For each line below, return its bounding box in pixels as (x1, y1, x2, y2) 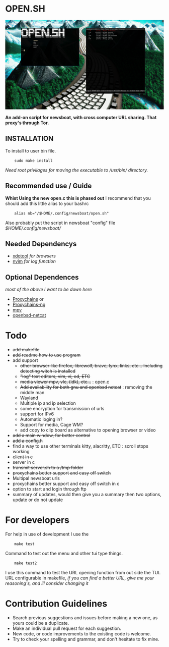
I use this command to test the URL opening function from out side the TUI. (5, 570, 161, 576)
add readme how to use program (12, 352, 81, 358)
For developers (5, 514, 69, 526)
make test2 (14, 561, 37, 566)
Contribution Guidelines (5, 598, 108, 610)
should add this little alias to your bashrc (5, 200, 89, 206)
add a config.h (12, 438, 43, 444)
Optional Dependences (5, 273, 79, 282)
